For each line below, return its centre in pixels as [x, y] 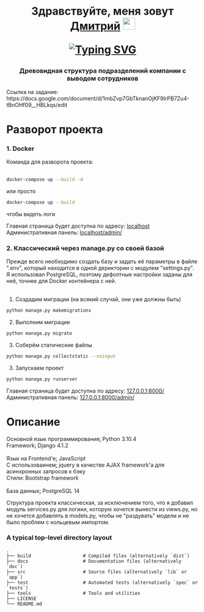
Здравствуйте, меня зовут [103, 11]
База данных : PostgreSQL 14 [43, 490]
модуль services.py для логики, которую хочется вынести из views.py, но [102, 509]
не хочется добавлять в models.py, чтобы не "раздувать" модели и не [98, 515]
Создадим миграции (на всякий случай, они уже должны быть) [98, 299]
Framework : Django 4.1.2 [38, 445]
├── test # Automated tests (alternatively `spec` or [102, 582]
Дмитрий [95, 26]
